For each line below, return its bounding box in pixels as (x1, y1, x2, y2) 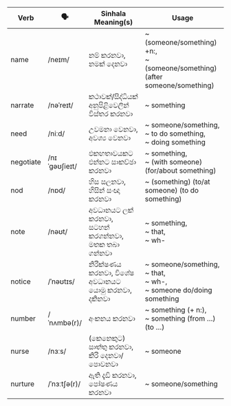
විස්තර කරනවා (88, 109, 133, 118)
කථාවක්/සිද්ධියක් (88, 92, 139, 101)
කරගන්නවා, (88, 231, 124, 240)
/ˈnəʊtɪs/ (47, 277, 76, 286)
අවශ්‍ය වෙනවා (88, 133, 131, 142)
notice (10, 277, 31, 286)
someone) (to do (144, 186, 199, 195)
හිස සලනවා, (88, 177, 126, 186)
